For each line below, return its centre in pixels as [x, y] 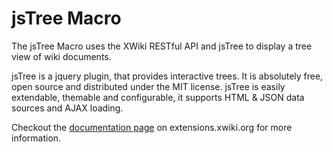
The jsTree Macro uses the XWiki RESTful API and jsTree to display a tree [162, 46]
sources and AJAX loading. [67, 108]
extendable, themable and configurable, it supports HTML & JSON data [158, 97]
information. [36, 138]
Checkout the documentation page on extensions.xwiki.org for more [152, 127]
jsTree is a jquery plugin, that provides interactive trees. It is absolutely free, [167, 76]
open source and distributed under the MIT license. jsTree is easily [148, 86]
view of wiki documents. [61, 56]
